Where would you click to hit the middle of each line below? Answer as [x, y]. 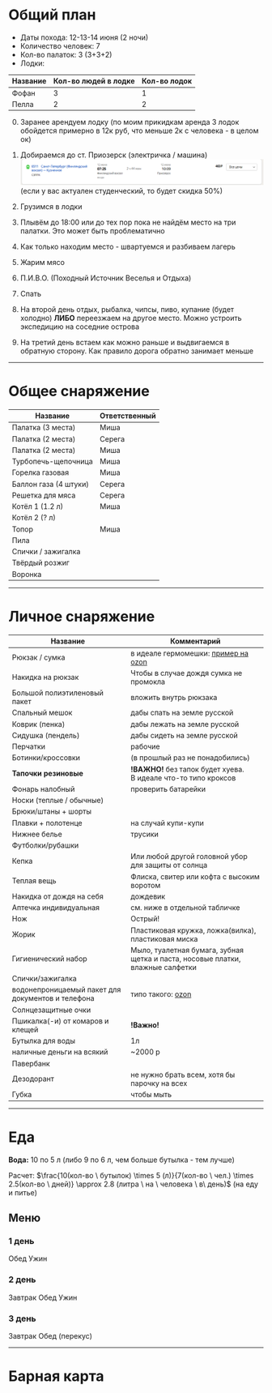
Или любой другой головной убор [189, 857]
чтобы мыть [151, 1095]
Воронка [27, 574]
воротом [146, 885]
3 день [22, 1318]
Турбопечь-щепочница [52, 461]
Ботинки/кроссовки [46, 758]
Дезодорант [33, 1079]
